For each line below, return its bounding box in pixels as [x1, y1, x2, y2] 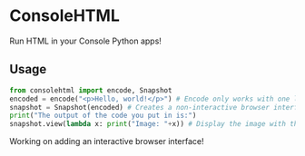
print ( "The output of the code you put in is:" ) [9, 111, 197, 121]
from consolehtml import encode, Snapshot [9, 85, 172, 95]
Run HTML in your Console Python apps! [9, 35, 162, 46]
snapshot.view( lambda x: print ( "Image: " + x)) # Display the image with [9, 120, 286, 129]
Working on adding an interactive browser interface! [9, 136, 204, 147]
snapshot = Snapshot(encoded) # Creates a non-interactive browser [9, 102, 271, 112]
